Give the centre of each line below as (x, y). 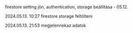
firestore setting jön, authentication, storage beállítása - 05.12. (66, 7)
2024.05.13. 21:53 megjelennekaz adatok (45, 25)
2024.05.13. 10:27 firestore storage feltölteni (49, 16)
